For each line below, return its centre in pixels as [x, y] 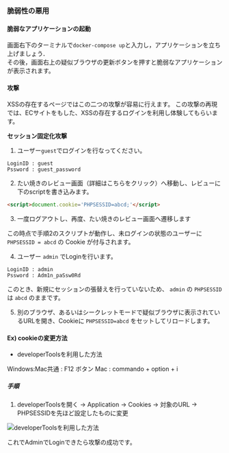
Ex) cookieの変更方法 [37, 338]
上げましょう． [28, 54]
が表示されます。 [31, 71]
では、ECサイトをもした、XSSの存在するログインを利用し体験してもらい [109, 113]
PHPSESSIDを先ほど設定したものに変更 [72, 413]
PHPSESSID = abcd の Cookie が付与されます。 [71, 242]
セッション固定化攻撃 [37, 136]
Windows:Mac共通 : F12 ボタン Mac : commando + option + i [93, 369]
